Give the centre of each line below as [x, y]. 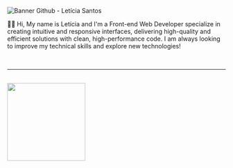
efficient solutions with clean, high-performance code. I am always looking [114, 39]
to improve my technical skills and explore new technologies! [94, 46]
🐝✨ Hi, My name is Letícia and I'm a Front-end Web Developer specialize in [114, 24]
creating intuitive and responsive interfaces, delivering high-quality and [109, 31]
